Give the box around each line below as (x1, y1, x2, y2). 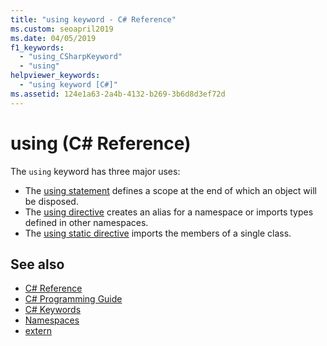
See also (10, 256, 65, 273)
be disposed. (24, 195, 79, 207)
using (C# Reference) (10, 132, 192, 155)
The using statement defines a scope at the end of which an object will (24, 184, 317, 196)
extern (24, 325, 52, 337)
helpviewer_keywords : (10, 71, 101, 81)
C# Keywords (24, 304, 82, 316)
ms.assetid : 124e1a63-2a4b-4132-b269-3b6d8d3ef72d (10, 89, 226, 99)
